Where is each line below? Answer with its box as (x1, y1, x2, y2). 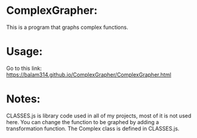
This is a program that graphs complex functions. (6, 24, 128, 31)
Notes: (6, 92, 41, 106)
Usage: (6, 45, 43, 58)
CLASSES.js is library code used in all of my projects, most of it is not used (6, 112, 192, 119)
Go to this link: (6, 64, 42, 72)
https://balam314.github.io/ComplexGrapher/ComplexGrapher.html (6, 71, 172, 78)
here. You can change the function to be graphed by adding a (6, 118, 160, 125)
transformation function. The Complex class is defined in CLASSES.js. (6, 125, 180, 132)
